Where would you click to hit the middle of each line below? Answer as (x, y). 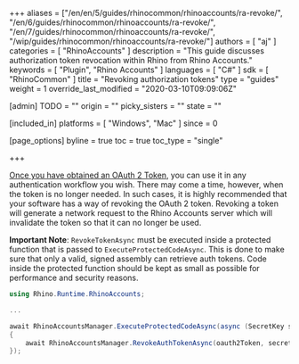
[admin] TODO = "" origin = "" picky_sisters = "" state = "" (116, 106)
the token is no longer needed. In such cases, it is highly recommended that (148, 194)
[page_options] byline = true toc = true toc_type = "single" (116, 141)
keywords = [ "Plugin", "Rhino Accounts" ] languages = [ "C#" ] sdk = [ (139, 70)
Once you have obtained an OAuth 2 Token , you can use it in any (128, 175)
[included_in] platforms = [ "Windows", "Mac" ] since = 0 (113, 123)
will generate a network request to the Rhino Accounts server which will (141, 213)
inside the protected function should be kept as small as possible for (134, 268)
